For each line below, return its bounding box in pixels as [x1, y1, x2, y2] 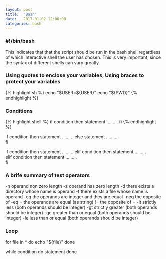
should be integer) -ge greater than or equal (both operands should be [5, 210, 151, 216]
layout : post [5, 7, 33, 12]
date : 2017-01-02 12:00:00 [5, 16, 66, 21]
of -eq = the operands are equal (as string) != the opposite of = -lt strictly [5, 199, 157, 205]
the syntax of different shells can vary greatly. [5, 59, 100, 65]
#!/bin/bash [5, 38, 35, 45]
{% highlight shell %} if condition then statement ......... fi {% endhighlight [5, 119, 156, 125]
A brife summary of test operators [5, 172, 90, 179]
